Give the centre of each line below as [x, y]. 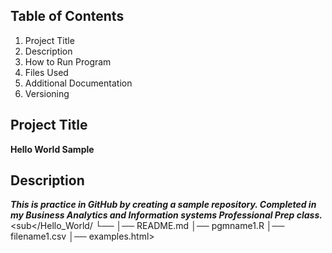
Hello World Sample [52, 149]
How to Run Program [68, 61]
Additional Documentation [78, 83]
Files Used [46, 72]
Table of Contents [67, 16]
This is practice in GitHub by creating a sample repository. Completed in [163, 205]
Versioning [47, 93]
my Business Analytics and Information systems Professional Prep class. [166, 215]
